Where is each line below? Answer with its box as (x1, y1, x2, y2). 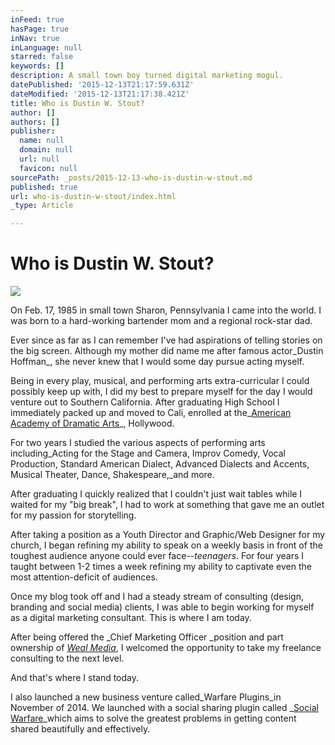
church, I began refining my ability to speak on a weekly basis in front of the (10, 539, 323, 551)
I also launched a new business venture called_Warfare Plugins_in (10, 691, 282, 703)
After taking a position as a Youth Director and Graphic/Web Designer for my (10, 529, 326, 541)
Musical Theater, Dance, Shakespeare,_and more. (10, 469, 215, 481)
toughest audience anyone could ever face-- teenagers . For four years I (10, 550, 305, 562)
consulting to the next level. (10, 652, 125, 665)
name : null (19, 136, 65, 146)
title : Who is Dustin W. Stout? (10, 98, 145, 108)
